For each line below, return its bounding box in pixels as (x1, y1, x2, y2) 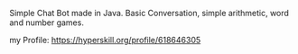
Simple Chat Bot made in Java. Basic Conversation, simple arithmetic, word (9, 8, 289, 18)
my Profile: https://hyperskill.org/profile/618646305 (9, 35, 201, 45)
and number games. (9, 17, 84, 28)
